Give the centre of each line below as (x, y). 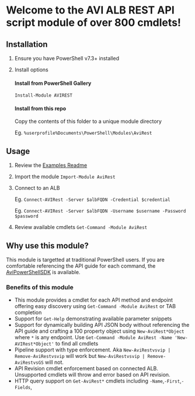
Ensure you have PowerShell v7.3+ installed (67, 58)
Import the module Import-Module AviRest (65, 177)
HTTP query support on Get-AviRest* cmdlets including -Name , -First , (98, 381)
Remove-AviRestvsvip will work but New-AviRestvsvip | (80, 356)
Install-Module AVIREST (43, 95)
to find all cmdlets (77, 344)
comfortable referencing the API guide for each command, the (81, 266)
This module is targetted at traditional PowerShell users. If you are (86, 260)
